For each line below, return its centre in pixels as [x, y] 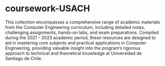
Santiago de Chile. [24, 58]
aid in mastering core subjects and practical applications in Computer [76, 43]
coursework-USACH [48, 9]
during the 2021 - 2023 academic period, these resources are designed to [81, 38]
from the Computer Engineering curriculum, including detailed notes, [75, 27]
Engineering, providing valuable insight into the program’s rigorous [73, 48]
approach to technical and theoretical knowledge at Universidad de [74, 53]
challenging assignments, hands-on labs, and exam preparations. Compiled [82, 32]
